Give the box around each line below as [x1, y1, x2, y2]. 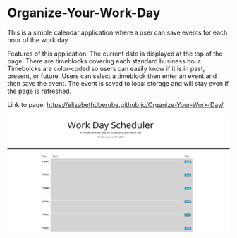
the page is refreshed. [7, 87, 72, 95]
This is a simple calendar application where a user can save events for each [7, 28, 228, 37]
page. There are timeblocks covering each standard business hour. [7, 56, 202, 65]
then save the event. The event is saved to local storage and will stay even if [7, 79, 229, 87]
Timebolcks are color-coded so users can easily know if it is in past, [7, 64, 205, 73]
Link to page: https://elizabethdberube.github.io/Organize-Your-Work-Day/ [7, 100, 224, 108]
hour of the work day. [7, 35, 70, 44]
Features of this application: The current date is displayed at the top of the [7, 49, 224, 58]
